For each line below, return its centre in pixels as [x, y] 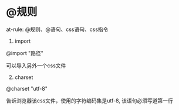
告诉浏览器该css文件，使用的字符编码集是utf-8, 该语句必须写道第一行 [89, 101]
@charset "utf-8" [27, 88]
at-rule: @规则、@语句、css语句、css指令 [57, 29]
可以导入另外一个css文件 [36, 66]
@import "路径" [25, 53]
